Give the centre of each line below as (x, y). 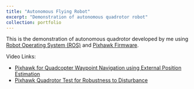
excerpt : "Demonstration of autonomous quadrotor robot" (77, 17)
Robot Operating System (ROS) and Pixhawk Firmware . (72, 45)
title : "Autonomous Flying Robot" (48, 11)
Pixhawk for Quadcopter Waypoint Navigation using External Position (98, 68)
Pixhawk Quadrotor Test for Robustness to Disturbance (81, 80)
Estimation (27, 74)
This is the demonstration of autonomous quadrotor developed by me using (97, 39)
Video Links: (21, 57)
